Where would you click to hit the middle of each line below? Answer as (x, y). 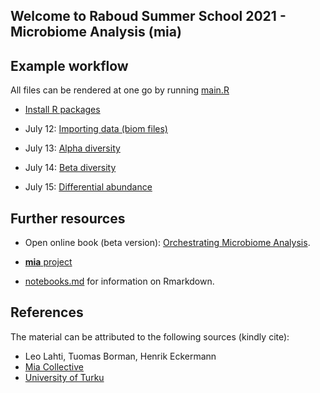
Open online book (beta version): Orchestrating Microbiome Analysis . (167, 243)
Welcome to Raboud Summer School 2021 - (148, 16)
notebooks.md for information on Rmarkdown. (119, 281)
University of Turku (64, 377)
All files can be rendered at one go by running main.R (120, 90)
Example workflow (69, 65)
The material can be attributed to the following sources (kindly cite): (150, 336)
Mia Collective (54, 366)
